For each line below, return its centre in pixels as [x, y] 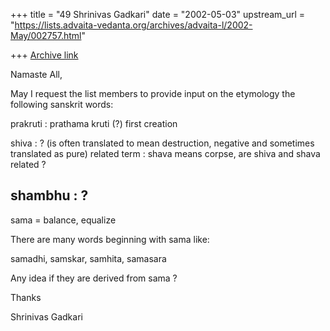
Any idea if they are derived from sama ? [94, 278]
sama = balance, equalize [63, 220]
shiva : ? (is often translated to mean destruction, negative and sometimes [162, 143]
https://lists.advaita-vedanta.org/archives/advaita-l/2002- [133, 25]
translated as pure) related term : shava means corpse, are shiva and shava [165, 153]
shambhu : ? [49, 195]
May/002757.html [46, 35]
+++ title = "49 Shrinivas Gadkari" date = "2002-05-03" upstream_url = [158, 14]
